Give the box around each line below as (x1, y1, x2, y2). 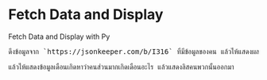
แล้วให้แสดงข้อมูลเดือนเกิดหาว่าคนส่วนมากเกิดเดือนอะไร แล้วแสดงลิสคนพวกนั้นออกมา (8, 62, 234, 71)
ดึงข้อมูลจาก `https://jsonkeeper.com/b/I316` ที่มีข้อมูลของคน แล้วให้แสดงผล (8, 47, 260, 56)
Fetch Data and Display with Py (8, 32, 110, 41)
